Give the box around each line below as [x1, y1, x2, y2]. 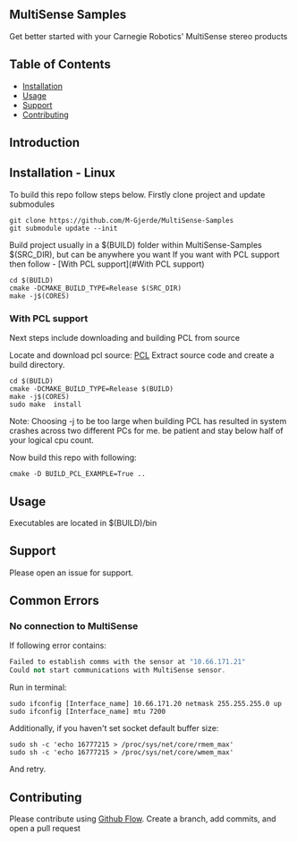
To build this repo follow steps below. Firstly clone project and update [9, 189, 266, 200]
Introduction [9, 135, 81, 150]
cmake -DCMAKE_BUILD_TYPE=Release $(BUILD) [9, 385, 174, 394]
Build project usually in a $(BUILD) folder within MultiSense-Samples [9, 239, 262, 250]
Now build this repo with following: [9, 452, 137, 464]
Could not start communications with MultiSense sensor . [9, 666, 226, 675]
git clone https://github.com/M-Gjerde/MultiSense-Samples [9, 216, 234, 225]
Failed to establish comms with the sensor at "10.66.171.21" [9, 658, 246, 667]
